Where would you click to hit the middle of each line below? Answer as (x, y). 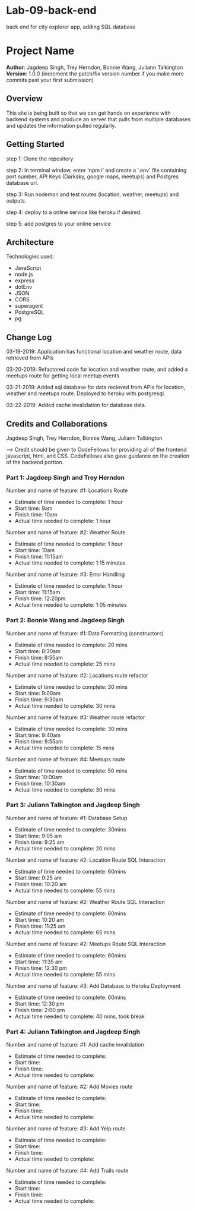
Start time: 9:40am (38, 735)
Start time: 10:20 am (39, 919)
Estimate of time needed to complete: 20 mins (71, 645)
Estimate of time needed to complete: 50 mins (71, 771)
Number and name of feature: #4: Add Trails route (67, 1171)
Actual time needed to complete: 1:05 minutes (71, 605)
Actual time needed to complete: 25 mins (65, 664)
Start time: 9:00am (38, 693)
